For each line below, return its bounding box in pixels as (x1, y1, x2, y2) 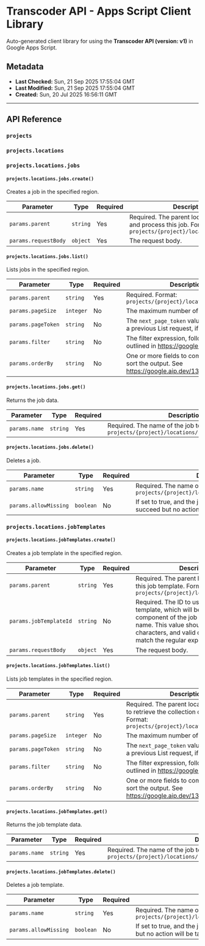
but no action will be (135, 930, 193, 938)
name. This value (135, 620, 185, 629)
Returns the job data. (6, 396, 59, 404)
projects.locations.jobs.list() (6, 253, 88, 260)
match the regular (135, 636, 187, 644)
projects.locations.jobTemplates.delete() (6, 869, 116, 875)
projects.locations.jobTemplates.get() (6, 808, 108, 815)
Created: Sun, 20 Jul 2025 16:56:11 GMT (15, 90, 118, 98)
